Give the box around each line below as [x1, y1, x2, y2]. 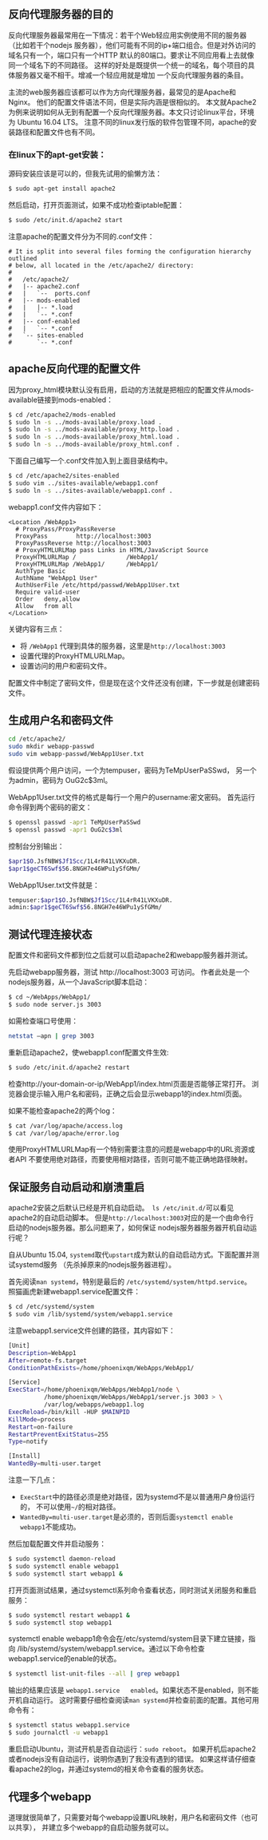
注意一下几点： [8, 1475, 57, 1484]
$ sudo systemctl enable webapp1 [8, 1562, 120, 1570]
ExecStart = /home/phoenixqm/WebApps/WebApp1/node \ [8, 1385, 180, 1394]
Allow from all [15, 602, 73, 610]
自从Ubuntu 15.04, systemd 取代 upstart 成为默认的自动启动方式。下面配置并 [8, 1250, 253, 1260]
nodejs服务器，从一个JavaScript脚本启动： [8, 977, 150, 987]
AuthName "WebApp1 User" [15, 574, 98, 582]
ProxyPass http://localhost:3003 [15, 532, 152, 540]
